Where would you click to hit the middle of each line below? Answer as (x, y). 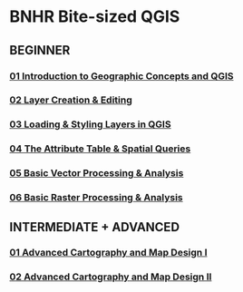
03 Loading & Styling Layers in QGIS (90, 124)
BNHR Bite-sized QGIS (95, 17)
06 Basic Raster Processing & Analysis (96, 198)
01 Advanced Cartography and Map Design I (108, 253)
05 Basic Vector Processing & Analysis (97, 173)
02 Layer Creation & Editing (71, 100)
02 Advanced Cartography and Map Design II (111, 277)
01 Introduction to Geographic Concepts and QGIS (121, 76)
